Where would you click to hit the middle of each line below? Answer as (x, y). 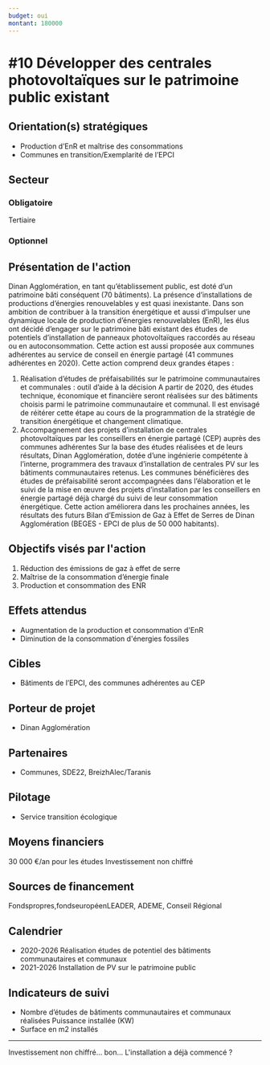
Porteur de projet (52, 708)
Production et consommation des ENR (83, 585)
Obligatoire (31, 202)
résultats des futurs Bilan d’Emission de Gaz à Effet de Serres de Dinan (137, 515)
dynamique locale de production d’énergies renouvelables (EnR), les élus (129, 320)
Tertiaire (22, 220)
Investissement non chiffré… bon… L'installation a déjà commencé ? (121, 1052)
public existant (59, 97)
